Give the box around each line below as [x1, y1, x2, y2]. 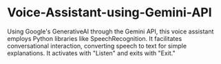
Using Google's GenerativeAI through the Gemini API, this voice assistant [7, 27, 214, 35]
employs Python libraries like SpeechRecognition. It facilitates [7, 34, 182, 42]
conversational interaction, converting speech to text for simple [7, 42, 187, 50]
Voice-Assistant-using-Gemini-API [7, 5, 212, 20]
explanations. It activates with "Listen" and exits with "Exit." [7, 49, 176, 57]
